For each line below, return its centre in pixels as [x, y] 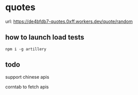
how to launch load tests [45, 37]
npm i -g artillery [26, 49]
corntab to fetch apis [27, 87]
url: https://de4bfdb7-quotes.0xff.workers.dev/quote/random [69, 21]
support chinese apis [27, 77]
